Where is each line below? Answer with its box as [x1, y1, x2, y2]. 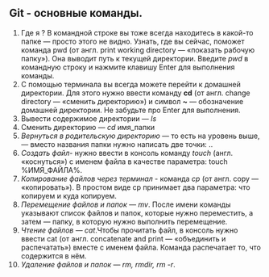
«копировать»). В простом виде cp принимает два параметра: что [20, 182, 250, 192]
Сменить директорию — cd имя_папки [20, 122, 155, 132]
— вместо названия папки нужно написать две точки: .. [20, 139, 213, 149]
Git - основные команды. [9, 6, 143, 20]
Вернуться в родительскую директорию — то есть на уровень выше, [20, 131, 260, 141]
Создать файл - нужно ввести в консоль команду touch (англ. [20, 148, 234, 157]
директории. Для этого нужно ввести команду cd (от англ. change [20, 88, 250, 98]
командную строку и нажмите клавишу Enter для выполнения [20, 62, 235, 72]
